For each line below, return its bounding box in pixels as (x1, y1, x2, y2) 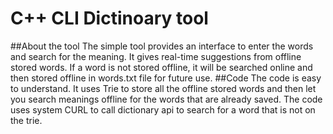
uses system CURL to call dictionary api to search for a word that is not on (10, 103, 316, 116)
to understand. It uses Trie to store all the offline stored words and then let (10, 82, 317, 94)
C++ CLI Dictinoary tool (10, 7, 209, 30)
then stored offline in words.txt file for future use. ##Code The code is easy (10, 72, 322, 84)
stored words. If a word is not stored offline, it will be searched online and (10, 61, 313, 73)
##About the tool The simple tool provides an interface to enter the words (10, 40, 314, 52)
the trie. (10, 114, 43, 126)
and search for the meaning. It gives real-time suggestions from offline (10, 50, 302, 62)
